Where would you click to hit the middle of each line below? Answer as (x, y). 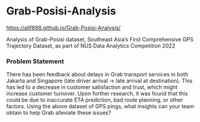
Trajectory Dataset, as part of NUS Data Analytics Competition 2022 (91, 46)
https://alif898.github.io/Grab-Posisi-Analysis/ (64, 28)
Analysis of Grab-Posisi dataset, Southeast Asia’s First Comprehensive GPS (100, 39)
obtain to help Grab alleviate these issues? (59, 113)
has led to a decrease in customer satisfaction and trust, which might (92, 87)
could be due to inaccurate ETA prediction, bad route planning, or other (95, 100)
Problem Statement (35, 61)
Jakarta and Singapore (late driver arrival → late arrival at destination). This (99, 81)
